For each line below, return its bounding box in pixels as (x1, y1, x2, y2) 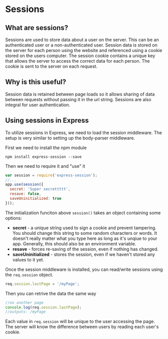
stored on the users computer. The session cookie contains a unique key (5, 53, 155, 59)
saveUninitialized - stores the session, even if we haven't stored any (12, 251, 155, 257)
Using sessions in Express (5, 116, 89, 125)
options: (5, 215, 23, 221)
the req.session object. (5, 271, 54, 277)
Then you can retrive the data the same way (5, 290, 96, 296)
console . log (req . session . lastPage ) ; (5, 304, 82, 310)
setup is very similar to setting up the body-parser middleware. (5, 135, 135, 141)
